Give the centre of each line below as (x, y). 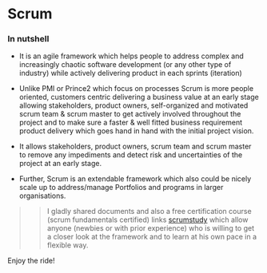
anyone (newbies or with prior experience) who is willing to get (151, 228)
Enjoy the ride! (31, 261)
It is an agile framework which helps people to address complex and (132, 56)
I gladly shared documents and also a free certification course (149, 212)
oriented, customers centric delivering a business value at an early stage (139, 97)
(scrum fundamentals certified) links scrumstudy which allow (147, 220)
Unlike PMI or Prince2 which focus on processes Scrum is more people (136, 89)
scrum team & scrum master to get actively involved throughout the (130, 114)
